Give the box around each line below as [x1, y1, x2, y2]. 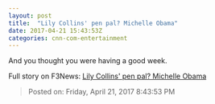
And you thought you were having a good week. [8, 56, 167, 66]
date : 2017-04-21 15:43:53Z [8, 26, 103, 34]
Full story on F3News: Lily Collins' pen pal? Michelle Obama [8, 71, 207, 81]
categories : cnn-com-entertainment [8, 34, 128, 42]
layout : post [8, 11, 52, 20]
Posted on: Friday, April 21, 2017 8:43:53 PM [27, 87, 176, 97]
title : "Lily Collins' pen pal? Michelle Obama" [8, 19, 179, 27]
